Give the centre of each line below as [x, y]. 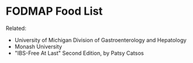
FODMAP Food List [54, 11]
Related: [16, 28]
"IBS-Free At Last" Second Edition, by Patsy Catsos [79, 53]
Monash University [38, 46]
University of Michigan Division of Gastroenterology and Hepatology [100, 40]
